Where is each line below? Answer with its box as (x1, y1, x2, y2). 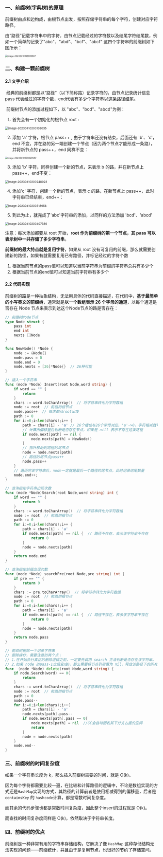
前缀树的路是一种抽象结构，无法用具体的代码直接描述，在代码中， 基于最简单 (5, 293, 158, 299)
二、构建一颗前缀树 (5, 65, 50, 72)
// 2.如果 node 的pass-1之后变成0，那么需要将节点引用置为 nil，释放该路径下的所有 (5, 662, 158, 667)
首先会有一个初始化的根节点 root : (12, 117, 80, 123)
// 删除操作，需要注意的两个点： (5, 653, 62, 657)
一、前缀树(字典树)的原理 (5, 4, 64, 11)
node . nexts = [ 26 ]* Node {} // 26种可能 (14, 364, 92, 369)
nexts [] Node (14, 333, 40, 338)
